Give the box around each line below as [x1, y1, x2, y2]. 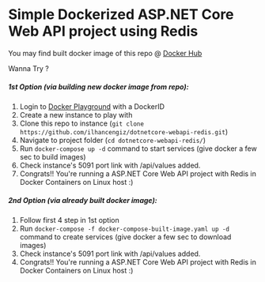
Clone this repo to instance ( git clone [19, 118, 145, 128]
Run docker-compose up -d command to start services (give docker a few [19, 144, 257, 153]
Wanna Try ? [8, 63, 49, 73]
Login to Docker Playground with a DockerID [19, 101, 165, 111]
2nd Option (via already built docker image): [8, 195, 158, 205]
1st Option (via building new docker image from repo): [8, 81, 189, 92]
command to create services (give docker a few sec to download [19, 231, 232, 242]
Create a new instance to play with [19, 110, 133, 119]
